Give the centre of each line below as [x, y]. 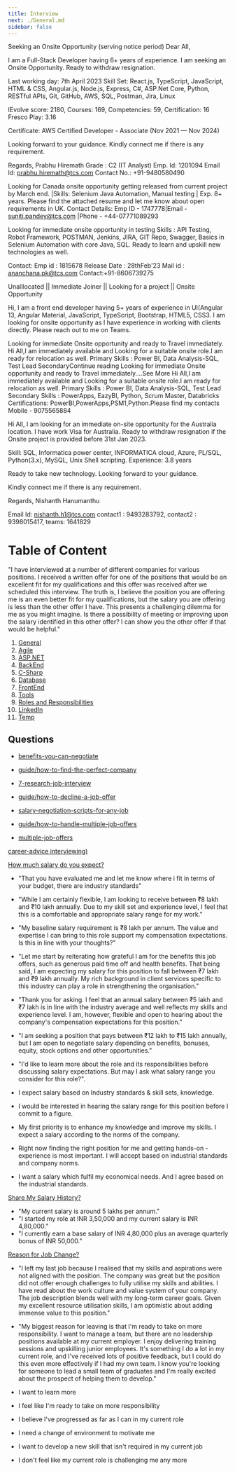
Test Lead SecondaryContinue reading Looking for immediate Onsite [107, 366]
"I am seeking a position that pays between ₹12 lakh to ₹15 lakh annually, [122, 1036]
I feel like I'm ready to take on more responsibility [89, 1406]
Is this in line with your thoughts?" [67, 943]
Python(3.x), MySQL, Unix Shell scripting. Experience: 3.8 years [100, 460]
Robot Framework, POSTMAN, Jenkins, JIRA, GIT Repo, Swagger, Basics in [116, 237]
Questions [31, 739]
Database [32, 680]
